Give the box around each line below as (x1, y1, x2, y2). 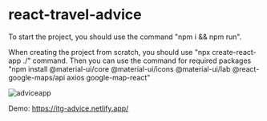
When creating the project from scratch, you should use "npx (8, 47, 211, 57)
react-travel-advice (8, 6, 142, 24)
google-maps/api (8, 72, 66, 82)
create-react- (212, 47, 257, 57)
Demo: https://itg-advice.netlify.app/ (8, 103, 129, 113)
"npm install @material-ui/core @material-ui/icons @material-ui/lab (8, 64, 231, 73)
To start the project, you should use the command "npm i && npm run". (8, 32, 242, 41)
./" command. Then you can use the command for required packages (22, 56, 252, 65)
